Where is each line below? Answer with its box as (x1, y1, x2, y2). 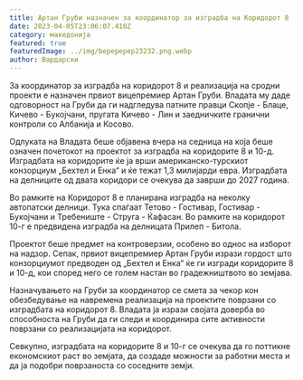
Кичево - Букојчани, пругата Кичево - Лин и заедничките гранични (9, 109, 270, 119)
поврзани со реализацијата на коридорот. (9, 323, 172, 334)
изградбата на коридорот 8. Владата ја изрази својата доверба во (9, 304, 265, 315)
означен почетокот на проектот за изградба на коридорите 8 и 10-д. (9, 146, 275, 157)
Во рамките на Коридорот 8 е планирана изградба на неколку (9, 192, 251, 203)
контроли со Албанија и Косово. (9, 119, 134, 129)
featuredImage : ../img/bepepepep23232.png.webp (9, 47, 193, 56)
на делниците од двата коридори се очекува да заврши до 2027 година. (9, 175, 289, 185)
